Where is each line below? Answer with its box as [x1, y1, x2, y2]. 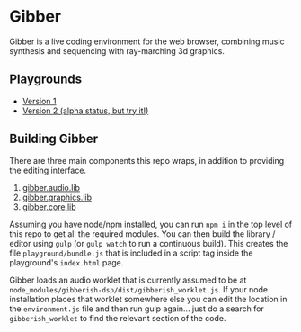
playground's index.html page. [9, 256, 124, 267]
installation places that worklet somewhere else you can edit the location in [9, 293, 288, 304]
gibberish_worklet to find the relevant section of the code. [9, 312, 226, 323]
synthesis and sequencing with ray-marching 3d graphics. [9, 45, 225, 56]
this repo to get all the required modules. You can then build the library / [9, 228, 276, 239]
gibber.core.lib [22, 201, 76, 212]
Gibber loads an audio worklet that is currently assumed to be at [9, 274, 247, 285]
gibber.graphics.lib [22, 192, 93, 202]
